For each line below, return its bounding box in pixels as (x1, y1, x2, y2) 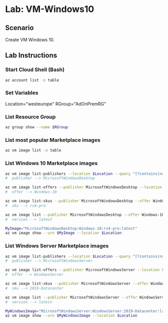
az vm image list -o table (5, 148, 61, 153)
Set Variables (5, 89, 38, 96)
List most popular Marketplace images (5, 136, 101, 143)
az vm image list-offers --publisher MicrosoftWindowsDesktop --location (5, 185, 162, 190)
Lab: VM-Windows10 (5, 4, 94, 15)
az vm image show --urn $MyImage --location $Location (5, 230, 122, 236)
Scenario (5, 24, 34, 32)
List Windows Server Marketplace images (5, 242, 109, 249)
